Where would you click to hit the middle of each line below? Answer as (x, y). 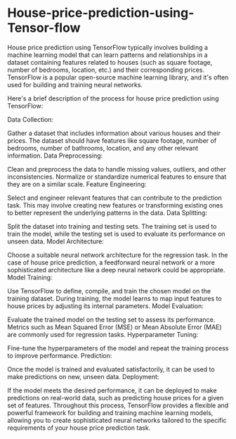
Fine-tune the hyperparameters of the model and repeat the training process (118, 348)
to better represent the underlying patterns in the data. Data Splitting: (107, 212)
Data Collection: (31, 119)
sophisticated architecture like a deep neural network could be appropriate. (116, 269)
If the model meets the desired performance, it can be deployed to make (112, 390)
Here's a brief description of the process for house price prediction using (113, 98)
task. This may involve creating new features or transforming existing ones (115, 205)
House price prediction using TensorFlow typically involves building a (108, 47)
